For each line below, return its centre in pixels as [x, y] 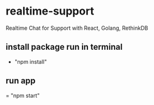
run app [21, 81]
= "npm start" [23, 95]
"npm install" [31, 61]
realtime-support [50, 11]
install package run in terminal [64, 47]
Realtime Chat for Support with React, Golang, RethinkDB [77, 28]
